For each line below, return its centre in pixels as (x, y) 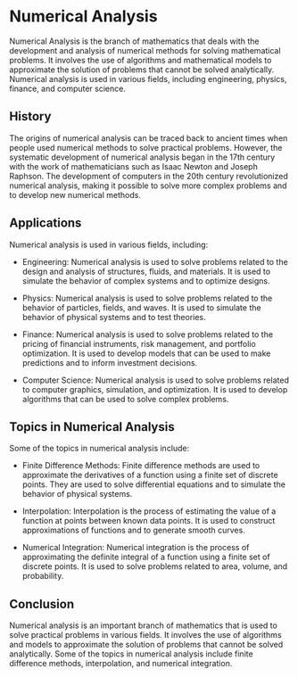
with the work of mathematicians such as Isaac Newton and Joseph (134, 166)
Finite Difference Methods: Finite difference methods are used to (141, 466)
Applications (46, 223)
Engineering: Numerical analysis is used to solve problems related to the (155, 261)
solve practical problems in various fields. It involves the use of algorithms (146, 635)
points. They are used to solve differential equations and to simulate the (153, 484)
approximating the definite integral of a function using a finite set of (146, 557)
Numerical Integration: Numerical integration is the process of (136, 548)
